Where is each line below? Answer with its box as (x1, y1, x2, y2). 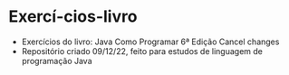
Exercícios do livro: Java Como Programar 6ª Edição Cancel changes (21, 36, 280, 47)
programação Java (21, 55, 92, 66)
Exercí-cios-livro (8, 6, 138, 27)
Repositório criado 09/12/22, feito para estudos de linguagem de (21, 45, 264, 56)
